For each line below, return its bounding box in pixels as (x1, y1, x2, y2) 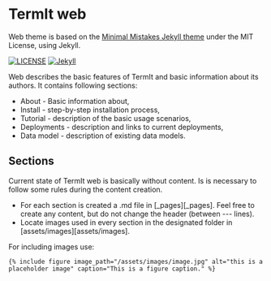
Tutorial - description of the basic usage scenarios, (19, 113, 191, 123)
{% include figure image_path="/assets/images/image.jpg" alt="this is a (8, 257, 264, 266)
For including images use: (8, 241, 95, 252)
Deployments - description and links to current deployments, (19, 122, 224, 132)
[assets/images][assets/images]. (19, 226, 130, 236)
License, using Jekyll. (8, 40, 81, 50)
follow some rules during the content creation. (8, 184, 163, 194)
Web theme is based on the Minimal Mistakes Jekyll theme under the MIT (8, 32, 254, 41)
